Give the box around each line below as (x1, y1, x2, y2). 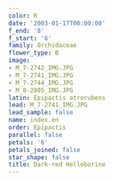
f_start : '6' (8, 34, 52, 42)
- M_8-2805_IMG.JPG (8, 86, 74, 95)
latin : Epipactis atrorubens (8, 94, 106, 102)
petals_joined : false (8, 146, 81, 154)
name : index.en (8, 116, 59, 124)
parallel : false (8, 131, 63, 139)
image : (8, 57, 31, 65)
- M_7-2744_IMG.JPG (8, 78, 74, 86)
